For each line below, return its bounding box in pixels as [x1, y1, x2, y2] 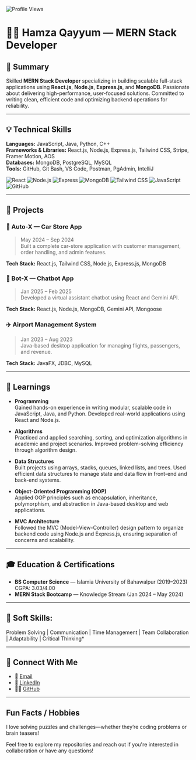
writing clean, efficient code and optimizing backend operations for [6, 96, 168, 103]
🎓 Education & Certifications [6, 560, 115, 570]
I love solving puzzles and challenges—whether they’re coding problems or [6, 724, 187, 731]
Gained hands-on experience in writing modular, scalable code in [14, 404, 171, 411]
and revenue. [20, 349, 52, 356]
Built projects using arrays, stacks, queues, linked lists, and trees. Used [14, 464, 186, 471]
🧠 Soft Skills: [6, 613, 53, 623]
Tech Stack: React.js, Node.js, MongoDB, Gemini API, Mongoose [6, 305, 162, 312]
